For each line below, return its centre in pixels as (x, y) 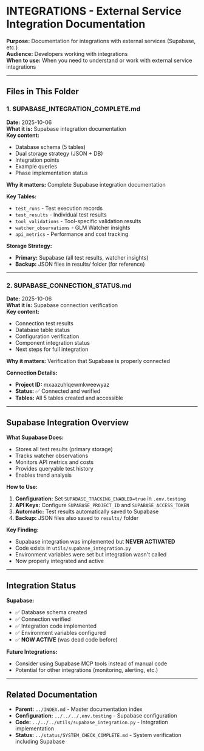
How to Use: (22, 486)
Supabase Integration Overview (68, 423)
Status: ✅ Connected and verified (58, 391)
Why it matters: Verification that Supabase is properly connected (88, 361)
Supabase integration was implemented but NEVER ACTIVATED (95, 541)
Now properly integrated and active (59, 561)
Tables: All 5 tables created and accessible (69, 398)
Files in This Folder (42, 92)
